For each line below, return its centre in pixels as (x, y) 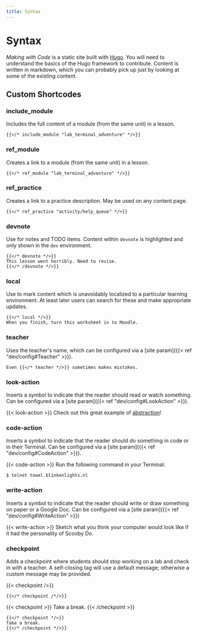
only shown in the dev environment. (49, 246)
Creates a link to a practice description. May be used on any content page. (97, 200)
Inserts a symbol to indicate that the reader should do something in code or (98, 441)
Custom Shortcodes (44, 94)
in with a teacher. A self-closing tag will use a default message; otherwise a (98, 567)
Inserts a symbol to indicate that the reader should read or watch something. (99, 395)
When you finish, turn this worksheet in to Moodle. (72, 323)
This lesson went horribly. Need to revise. (62, 262)
